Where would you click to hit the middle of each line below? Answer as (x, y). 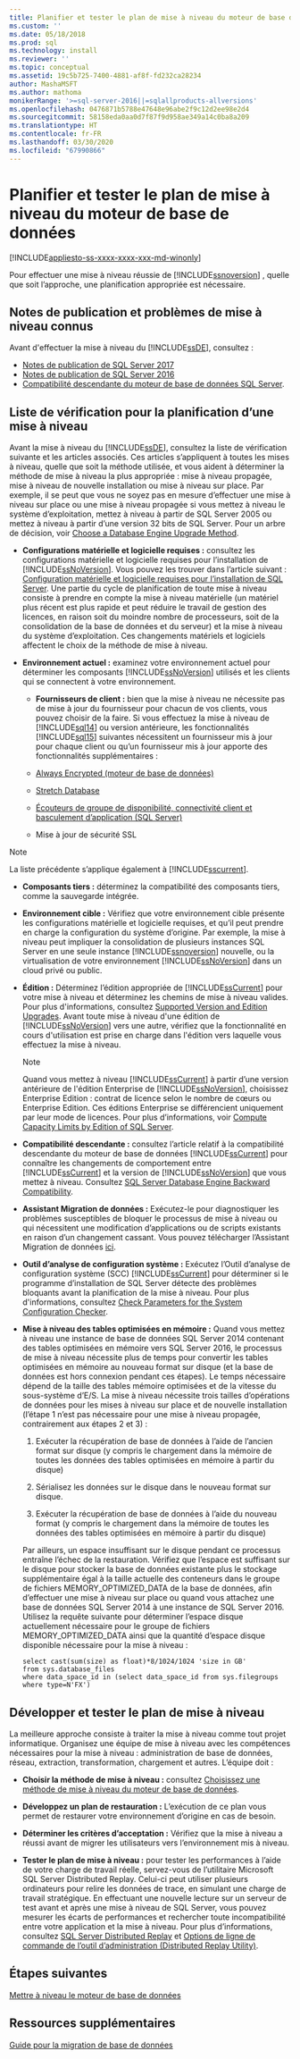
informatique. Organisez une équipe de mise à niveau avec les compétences (150, 1743)
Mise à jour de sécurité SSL (86, 835)
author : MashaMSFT (43, 84)
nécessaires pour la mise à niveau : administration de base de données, (141, 1753)
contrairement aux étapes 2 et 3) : (85, 1424)
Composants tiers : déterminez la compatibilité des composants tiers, (151, 887)
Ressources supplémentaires (92, 2024)
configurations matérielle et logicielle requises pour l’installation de (145, 560)
